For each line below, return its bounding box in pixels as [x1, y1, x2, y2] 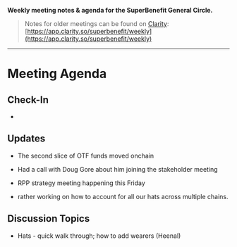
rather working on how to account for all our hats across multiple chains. [17, 192, 229, 201]
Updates [7, 133, 46, 145]
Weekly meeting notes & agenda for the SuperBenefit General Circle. [7, 6, 213, 14]
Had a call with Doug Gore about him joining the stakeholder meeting [17, 165, 218, 173]
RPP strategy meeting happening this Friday [17, 179, 146, 187]
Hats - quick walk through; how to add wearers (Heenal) [17, 232, 181, 240]
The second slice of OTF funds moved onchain [17, 151, 154, 160]
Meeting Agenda [7, 66, 107, 82]
